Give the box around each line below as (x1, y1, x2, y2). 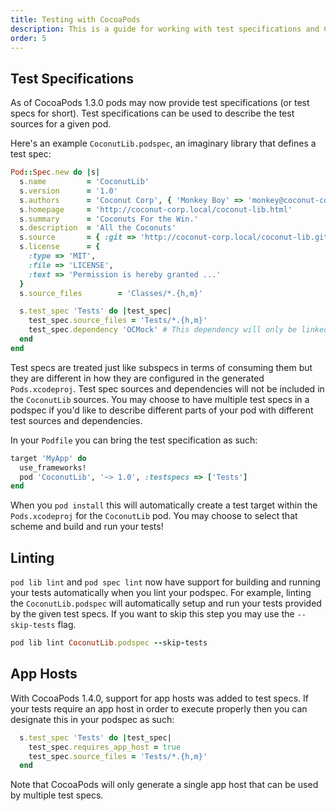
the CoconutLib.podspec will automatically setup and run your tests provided (10, 597, 322, 610)
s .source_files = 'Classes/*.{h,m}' (19, 288, 203, 298)
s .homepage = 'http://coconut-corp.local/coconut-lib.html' (19, 204, 293, 215)
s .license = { (19, 242, 101, 252)
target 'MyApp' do (10, 453, 87, 463)
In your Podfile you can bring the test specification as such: (10, 434, 258, 446)
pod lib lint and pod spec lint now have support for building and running (10, 576, 321, 588)
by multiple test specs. (10, 789, 104, 801)
